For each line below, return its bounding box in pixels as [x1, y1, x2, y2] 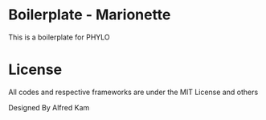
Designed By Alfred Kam [8, 102, 90, 112]
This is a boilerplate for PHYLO [8, 32, 110, 42]
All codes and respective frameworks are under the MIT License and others [8, 87, 259, 97]
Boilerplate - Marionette [8, 6, 171, 24]
